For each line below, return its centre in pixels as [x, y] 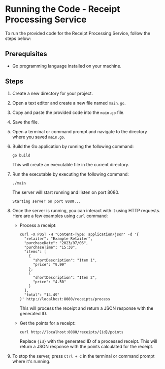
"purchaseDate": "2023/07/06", [56, 243]
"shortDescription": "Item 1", [65, 260]
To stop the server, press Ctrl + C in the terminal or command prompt [83, 356]
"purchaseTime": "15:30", [50, 247]
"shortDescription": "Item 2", [65, 277]
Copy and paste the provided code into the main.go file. [68, 112]
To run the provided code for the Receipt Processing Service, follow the [78, 33]
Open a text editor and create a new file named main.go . [69, 103]
